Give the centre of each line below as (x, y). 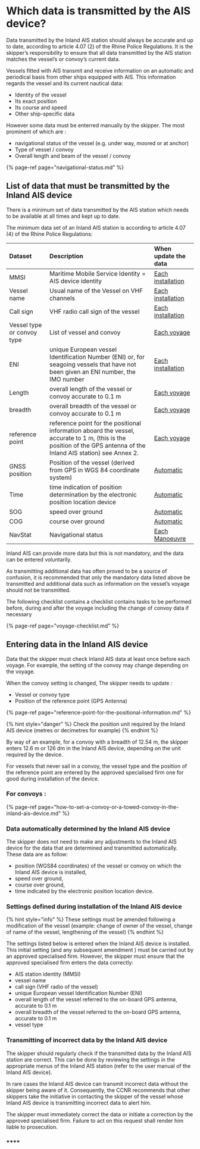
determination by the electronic (93, 494)
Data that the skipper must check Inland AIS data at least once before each (98, 658)
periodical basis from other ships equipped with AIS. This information (91, 77)
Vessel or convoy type (42, 694)
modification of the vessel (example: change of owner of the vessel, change (99, 926)
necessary (19, 614)
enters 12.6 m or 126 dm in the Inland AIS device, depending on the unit (93, 748)
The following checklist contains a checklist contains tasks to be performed (99, 601)
